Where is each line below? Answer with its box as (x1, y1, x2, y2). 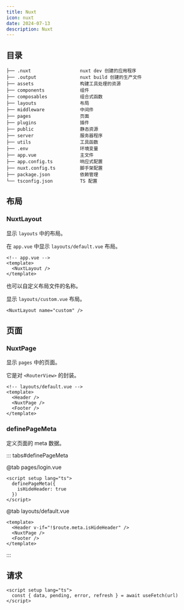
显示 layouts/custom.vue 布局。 (6, 295, 85, 302)
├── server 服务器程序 (6, 133, 103, 139)
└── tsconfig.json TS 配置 (6, 178, 97, 184)
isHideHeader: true (17, 486, 67, 492)
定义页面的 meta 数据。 (6, 439, 65, 446)
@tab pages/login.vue (6, 463, 62, 471)
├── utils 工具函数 (6, 139, 99, 145)
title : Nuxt (6, 9, 37, 15)
